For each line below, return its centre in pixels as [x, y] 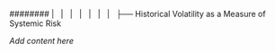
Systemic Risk [35, 23]
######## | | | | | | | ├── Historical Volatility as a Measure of [138, 14]
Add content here [42, 41]
